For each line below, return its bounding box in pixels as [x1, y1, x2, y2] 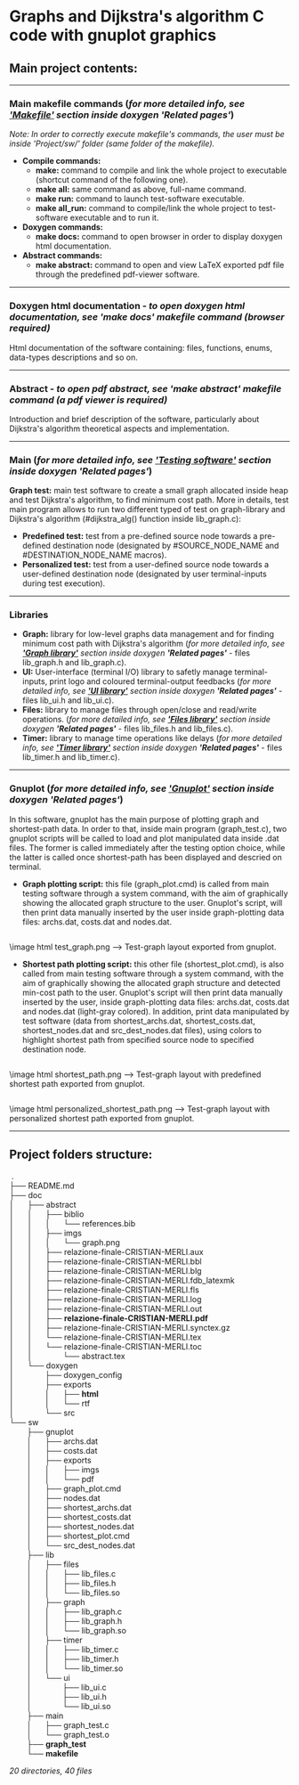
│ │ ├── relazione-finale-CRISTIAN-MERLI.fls [9, 1284, 200, 1295]
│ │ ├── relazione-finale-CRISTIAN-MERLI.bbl [9, 1256, 202, 1267]
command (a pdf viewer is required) [9, 394, 168, 406]
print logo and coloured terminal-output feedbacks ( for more [49, 676, 271, 687]
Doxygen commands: [21, 222, 104, 232]
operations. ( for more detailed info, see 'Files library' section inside [21, 714, 271, 725]
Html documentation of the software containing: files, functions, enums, [9, 342, 273, 353]
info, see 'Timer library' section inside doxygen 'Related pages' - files [21, 742, 283, 754]
